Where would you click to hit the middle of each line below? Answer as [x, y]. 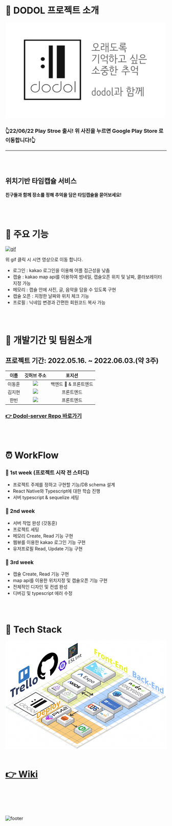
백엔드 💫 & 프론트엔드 [72, 384]
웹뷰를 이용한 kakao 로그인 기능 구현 [49, 542]
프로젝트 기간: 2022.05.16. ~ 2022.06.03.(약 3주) [82, 361]
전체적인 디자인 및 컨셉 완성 [40, 587]
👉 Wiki [22, 775]
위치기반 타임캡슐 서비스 [41, 181]
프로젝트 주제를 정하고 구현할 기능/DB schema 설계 [64, 485]
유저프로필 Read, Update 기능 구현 [48, 548]
